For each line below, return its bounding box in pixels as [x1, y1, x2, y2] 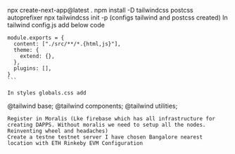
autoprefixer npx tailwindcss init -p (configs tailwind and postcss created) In [7, 13, 228, 22]
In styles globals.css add [7, 90, 87, 97]
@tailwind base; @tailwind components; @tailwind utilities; [7, 101, 178, 110]
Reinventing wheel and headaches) [7, 127, 109, 134]
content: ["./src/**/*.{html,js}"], [13, 41, 121, 48]
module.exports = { [7, 34, 65, 41]
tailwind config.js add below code [7, 21, 106, 29]
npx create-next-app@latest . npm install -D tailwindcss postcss [7, 6, 193, 14]
